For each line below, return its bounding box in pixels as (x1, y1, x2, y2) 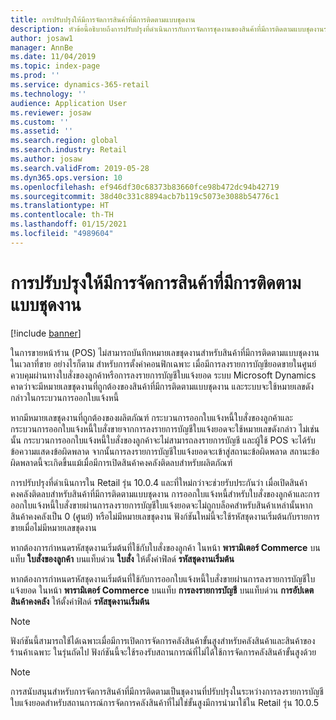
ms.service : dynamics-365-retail (10, 80, 150, 90)
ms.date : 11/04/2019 (10, 52, 97, 62)
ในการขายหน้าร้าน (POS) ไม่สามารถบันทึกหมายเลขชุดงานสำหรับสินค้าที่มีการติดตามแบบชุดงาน (10, 346, 320, 358)
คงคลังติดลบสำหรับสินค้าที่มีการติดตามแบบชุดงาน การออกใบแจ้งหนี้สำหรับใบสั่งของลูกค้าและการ (10, 487, 320, 500)
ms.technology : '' (10, 89, 87, 99)
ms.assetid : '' (10, 126, 74, 136)
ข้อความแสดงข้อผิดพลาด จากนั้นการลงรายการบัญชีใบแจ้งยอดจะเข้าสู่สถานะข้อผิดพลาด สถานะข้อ (10, 445, 320, 457)
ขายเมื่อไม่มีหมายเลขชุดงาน (10, 521, 97, 533)
